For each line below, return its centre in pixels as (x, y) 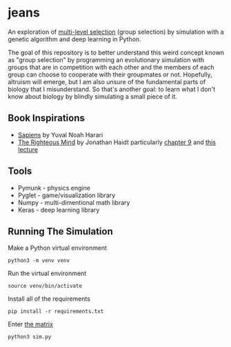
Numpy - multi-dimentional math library (74, 202)
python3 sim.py (30, 337)
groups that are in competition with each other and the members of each (111, 67)
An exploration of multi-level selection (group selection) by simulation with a (116, 32)
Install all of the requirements (49, 299)
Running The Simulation (60, 231)
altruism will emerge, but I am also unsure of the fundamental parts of (107, 81)
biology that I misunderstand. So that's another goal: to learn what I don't (112, 89)
